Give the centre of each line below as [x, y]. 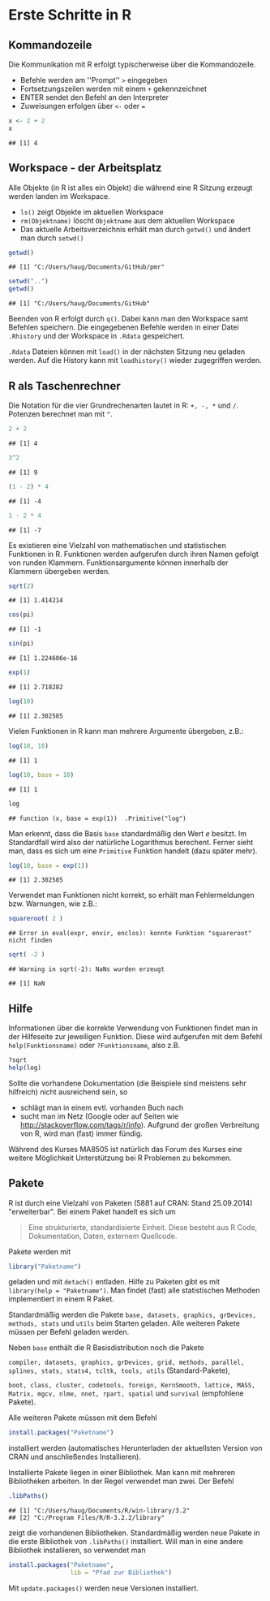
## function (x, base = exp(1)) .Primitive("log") [97, 818]
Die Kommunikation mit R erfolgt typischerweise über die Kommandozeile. [132, 64]
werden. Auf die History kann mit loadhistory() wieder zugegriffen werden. [135, 360]
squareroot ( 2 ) [36, 919]
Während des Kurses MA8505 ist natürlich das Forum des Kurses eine [125, 1149]
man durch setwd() [52, 238]
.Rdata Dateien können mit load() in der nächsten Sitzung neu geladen [127, 352]
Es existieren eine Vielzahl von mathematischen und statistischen [118, 545]
